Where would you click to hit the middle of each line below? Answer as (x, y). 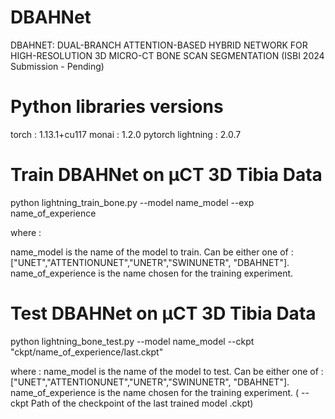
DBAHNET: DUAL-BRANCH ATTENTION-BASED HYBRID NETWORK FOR (159, 45)
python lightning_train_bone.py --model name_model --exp (132, 202)
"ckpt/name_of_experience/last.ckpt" (87, 352)
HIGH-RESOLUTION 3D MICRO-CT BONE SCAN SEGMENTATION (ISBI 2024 (167, 55)
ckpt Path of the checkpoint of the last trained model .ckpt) (132, 403)
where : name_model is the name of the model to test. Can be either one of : (167, 371)
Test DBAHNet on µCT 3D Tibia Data (163, 313)
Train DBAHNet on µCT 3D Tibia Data (166, 175)
